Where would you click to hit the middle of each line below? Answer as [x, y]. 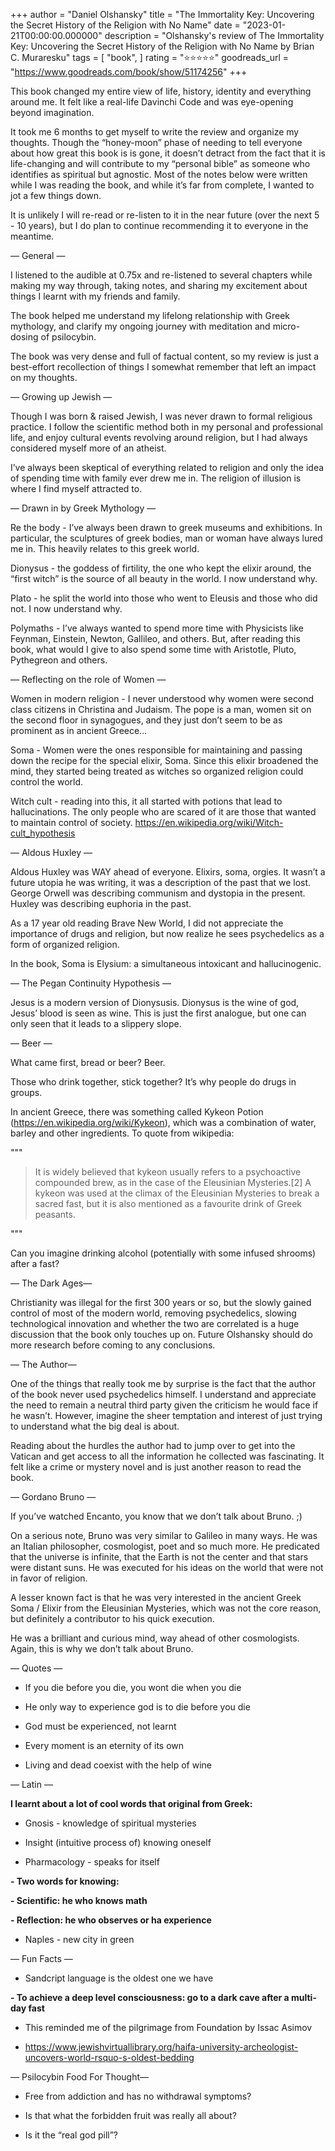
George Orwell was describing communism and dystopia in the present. [158, 893]
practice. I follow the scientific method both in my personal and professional [166, 427]
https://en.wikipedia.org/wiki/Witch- [209, 822]
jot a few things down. [56, 195]
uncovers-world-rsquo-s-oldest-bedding [109, 2057]
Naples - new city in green [79, 1939]
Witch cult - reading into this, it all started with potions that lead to [146, 801]
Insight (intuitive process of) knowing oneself [118, 1842]
